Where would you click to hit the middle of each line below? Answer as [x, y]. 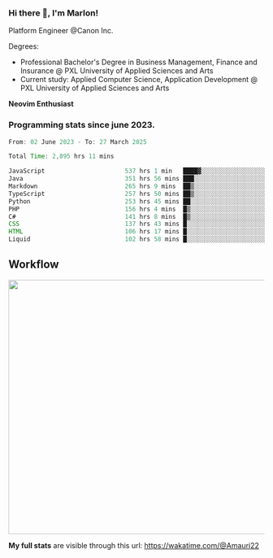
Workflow [34, 265]
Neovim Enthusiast [41, 104]
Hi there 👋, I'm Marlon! [54, 13]
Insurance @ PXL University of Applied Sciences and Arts [117, 71]
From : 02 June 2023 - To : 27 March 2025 [78, 142]
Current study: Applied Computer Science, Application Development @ [139, 80]
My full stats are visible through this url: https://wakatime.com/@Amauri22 [134, 545]
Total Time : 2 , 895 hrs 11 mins [61, 157]
